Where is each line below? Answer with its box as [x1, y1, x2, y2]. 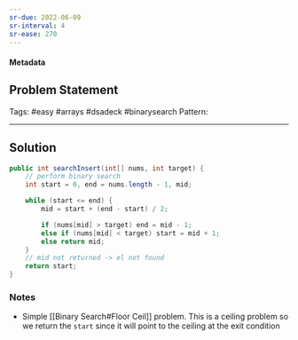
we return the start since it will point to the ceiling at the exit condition [21, 320, 281, 331]
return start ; [25, 262, 77, 271]
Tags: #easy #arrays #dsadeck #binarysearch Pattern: [9, 106, 208, 116]
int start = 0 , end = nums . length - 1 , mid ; [25, 180, 192, 189]
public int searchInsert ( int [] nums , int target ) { [9, 163, 204, 173]
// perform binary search [25, 172, 122, 181]
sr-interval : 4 [9, 21, 66, 30]
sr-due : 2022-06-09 [9, 12, 82, 22]
